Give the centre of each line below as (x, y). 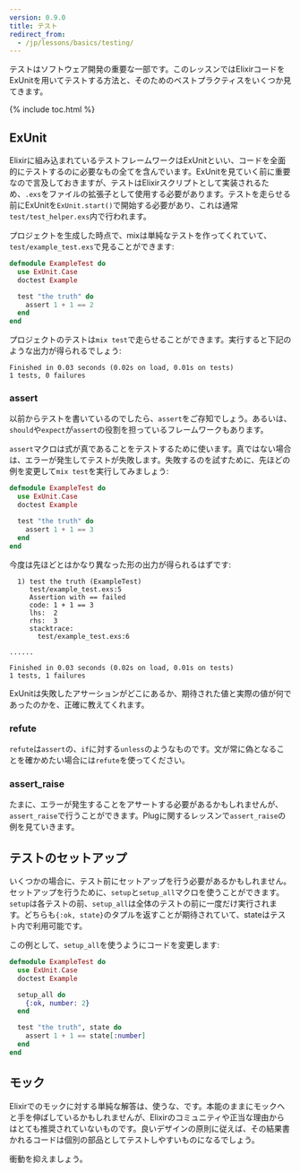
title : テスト (34, 26)
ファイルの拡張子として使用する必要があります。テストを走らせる (170, 194)
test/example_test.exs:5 (76, 589)
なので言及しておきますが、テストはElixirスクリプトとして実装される (135, 183)
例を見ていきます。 (44, 827)
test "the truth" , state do (70, 1028)
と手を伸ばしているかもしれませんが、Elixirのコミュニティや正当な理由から (147, 1117)
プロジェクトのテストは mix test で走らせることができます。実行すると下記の (150, 340)
